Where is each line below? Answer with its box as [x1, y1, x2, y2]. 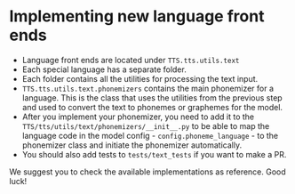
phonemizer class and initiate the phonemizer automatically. [21, 140, 243, 150]
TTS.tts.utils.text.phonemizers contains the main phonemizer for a [21, 83, 274, 93]
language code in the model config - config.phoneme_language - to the [21, 130, 278, 141]
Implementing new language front [9, 6, 265, 27]
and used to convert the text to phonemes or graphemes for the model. [21, 101, 283, 112]
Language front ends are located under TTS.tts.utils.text [21, 54, 240, 65]
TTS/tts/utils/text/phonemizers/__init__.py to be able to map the [21, 120, 270, 131]
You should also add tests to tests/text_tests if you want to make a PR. [21, 149, 287, 159]
